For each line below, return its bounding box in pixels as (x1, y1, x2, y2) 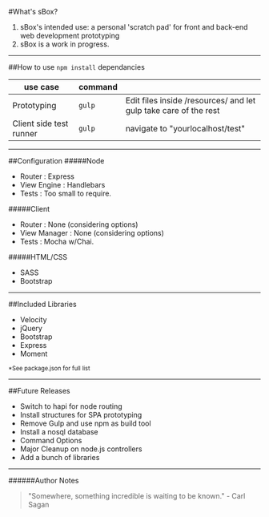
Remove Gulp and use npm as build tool (19, 418, 151, 428)
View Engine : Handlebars (19, 180, 106, 189)
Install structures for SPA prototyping (19, 410, 143, 419)
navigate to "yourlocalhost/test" (125, 123, 246, 134)
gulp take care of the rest (125, 105, 220, 115)
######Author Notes (8, 476, 79, 485)
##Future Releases (8, 386, 70, 395)
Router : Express (19, 172, 74, 181)
